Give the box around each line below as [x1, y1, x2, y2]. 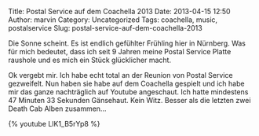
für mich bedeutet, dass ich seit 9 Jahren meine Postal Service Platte [8, 47, 232, 56]
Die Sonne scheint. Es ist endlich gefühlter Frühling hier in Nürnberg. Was [8, 39, 246, 48]
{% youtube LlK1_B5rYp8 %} [8, 119, 100, 128]
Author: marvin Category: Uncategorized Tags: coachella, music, [8, 15, 218, 24]
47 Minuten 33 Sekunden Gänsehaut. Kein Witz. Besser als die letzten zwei [8, 96, 251, 105]
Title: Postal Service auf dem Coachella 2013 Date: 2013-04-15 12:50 [8, 7, 231, 16]
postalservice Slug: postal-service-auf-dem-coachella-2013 [8, 24, 202, 32]
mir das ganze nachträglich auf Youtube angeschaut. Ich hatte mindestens [8, 87, 249, 97]
